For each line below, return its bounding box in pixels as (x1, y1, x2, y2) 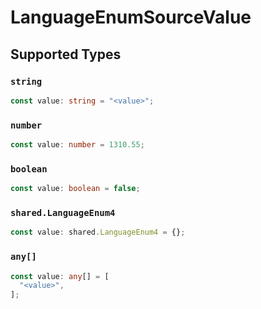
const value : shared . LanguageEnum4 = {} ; (10, 227, 186, 238)
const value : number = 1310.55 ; (10, 140, 145, 150)
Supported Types (10, 46, 122, 63)
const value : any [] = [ (10, 271, 110, 281)
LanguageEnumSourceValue (10, 6, 252, 29)
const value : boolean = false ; (10, 184, 141, 194)
